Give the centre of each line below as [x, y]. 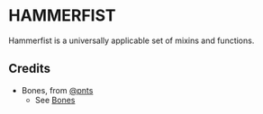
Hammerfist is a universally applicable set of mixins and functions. [131, 40]
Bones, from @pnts [57, 90]
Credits [30, 69]
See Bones [55, 100]
